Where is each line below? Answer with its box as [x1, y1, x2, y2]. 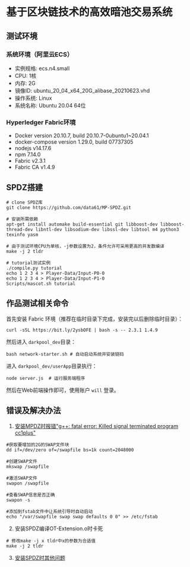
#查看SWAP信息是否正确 [6, 492, 55, 498]
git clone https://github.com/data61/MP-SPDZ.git [6, 204, 132, 211]
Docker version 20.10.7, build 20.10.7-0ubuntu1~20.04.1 [14, 132, 149, 140]
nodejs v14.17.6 [14, 145, 52, 152]
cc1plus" [14, 429, 36, 436]
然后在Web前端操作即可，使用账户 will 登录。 [6, 387, 120, 394]
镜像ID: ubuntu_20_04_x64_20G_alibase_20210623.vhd [14, 87, 150, 94]
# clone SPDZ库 [6, 199, 43, 205]
